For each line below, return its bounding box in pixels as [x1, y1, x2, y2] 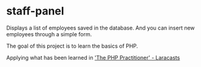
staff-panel [6, 4, 64, 18]
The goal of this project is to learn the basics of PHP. [6, 42, 138, 49]
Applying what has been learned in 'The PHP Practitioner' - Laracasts [6, 54, 180, 61]
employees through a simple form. [6, 30, 92, 37]
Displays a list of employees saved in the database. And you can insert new [6, 24, 196, 31]
